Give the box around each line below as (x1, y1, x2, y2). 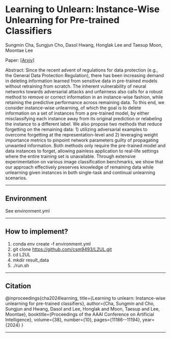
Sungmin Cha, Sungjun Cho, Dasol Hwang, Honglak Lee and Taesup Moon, (5, 42, 163, 48)
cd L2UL (12, 251, 31, 257)
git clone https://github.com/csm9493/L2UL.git (12, 246, 112, 252)
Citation (5, 282, 32, 290)
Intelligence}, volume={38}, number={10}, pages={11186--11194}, (5, 317, 141, 323)
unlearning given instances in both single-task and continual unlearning (5, 169, 155, 176)
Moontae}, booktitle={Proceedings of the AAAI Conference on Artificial (5, 311, 154, 318)
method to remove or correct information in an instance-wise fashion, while (5, 94, 164, 100)
